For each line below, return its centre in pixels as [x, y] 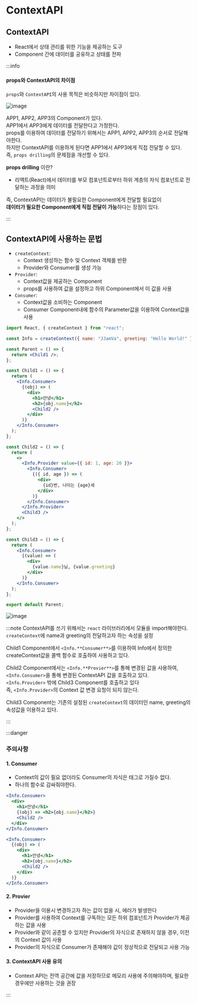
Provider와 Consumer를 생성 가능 [62, 268]
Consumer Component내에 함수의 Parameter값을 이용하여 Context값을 [106, 310]
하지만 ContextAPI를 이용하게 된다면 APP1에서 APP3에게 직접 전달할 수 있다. [94, 148]
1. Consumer [22, 763]
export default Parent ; [35, 605]
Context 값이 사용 [41, 940]
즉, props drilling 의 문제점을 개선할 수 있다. [58, 155]
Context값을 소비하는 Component [63, 302]
